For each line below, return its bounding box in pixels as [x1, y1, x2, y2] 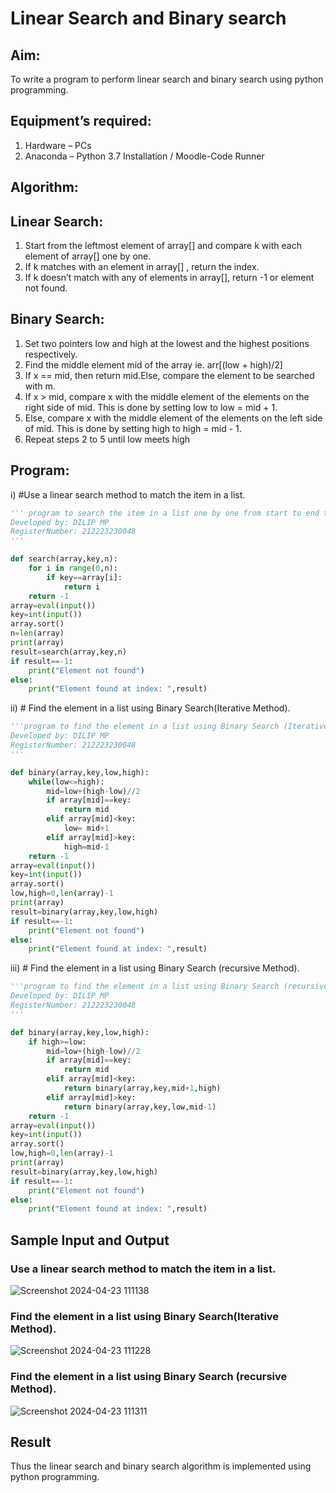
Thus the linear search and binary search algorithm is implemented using [10, 1460, 312, 1472]
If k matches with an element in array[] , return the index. [24, 261, 260, 273]
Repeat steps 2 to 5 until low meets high [24, 433, 191, 445]
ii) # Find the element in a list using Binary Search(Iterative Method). [10, 702, 291, 714]
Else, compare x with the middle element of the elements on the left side [24, 412, 323, 424]
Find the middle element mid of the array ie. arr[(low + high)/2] [24, 358, 283, 371]
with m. [24, 380, 56, 392]
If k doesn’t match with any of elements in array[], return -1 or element [24, 272, 315, 284]
